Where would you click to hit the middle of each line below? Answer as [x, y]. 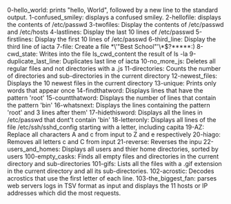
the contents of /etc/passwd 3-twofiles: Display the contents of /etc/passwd [115, 24]
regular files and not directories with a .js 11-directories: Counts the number [114, 69]
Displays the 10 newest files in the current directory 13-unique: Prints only [112, 83]
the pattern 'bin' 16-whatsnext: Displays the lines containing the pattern [109, 105]
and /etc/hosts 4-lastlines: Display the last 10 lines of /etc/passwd [101, 32]
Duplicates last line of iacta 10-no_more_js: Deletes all [139, 61]
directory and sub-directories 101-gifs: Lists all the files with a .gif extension [114, 164]
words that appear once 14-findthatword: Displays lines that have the [105, 90]
